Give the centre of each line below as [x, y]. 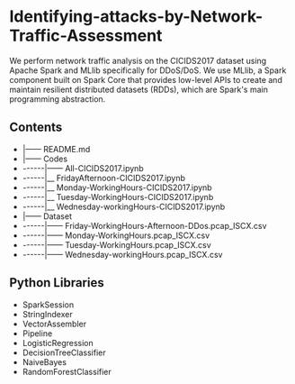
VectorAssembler [54, 324]
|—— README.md [56, 149]
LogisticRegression [58, 343]
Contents [36, 128]
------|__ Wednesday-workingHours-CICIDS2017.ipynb [124, 206]
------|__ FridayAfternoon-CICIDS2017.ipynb [104, 178]
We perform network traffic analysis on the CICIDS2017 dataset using [138, 60]
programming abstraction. [58, 99]
